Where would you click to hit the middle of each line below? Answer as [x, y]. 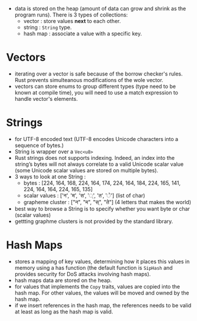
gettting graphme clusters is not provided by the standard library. [94, 221]
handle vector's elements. [46, 99]
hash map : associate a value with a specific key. [83, 34]
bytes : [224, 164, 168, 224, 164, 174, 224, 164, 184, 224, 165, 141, [102, 183]
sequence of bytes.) [39, 145]
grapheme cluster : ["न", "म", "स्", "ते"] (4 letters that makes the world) [107, 202]
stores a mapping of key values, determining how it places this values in [102, 261]
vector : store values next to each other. [72, 21]
